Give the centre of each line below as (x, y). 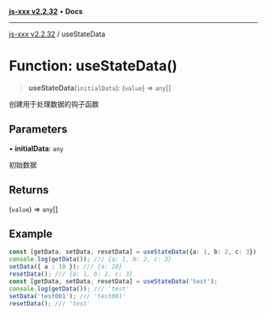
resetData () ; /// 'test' (50, 303)
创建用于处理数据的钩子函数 (54, 104)
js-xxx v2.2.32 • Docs (46, 11)
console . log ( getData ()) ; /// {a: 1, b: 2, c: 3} (90, 260)
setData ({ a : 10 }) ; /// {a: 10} (66, 267)
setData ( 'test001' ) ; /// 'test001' (67, 296)
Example (31, 233)
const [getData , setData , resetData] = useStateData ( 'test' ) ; (113, 281)
